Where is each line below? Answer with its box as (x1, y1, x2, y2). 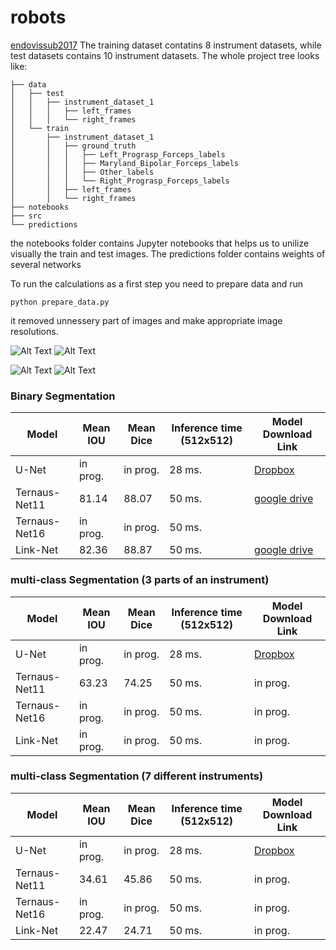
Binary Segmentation (10, 389, 116, 403)
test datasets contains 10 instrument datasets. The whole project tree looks (10, 49, 320, 61)
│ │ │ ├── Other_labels (10, 167, 155, 177)
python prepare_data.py (10, 297, 110, 307)
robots (10, 6, 67, 29)
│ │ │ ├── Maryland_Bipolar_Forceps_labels (10, 158, 240, 168)
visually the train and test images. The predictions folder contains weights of (10, 247, 326, 260)
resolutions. (10, 325, 59, 337)
